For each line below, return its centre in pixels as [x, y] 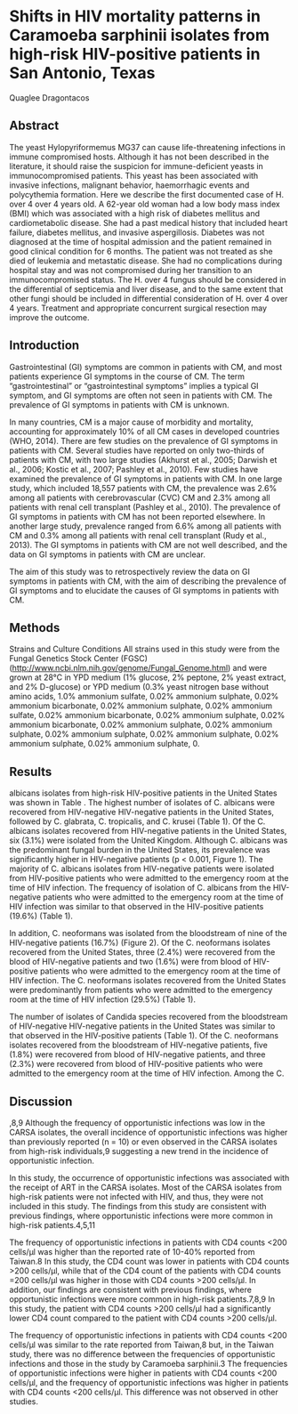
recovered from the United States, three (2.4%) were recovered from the [142, 952]
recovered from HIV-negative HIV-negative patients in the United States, [141, 812]
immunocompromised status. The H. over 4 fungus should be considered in [148, 279]
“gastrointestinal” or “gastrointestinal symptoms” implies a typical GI [134, 385]
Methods [35, 628]
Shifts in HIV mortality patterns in [135, 16]
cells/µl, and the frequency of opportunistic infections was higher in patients [149, 1382]
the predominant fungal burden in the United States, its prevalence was [140, 850]
